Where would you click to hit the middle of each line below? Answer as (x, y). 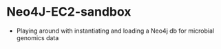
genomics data (38, 37)
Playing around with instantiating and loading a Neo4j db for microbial (115, 31)
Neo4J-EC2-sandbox (69, 12)
